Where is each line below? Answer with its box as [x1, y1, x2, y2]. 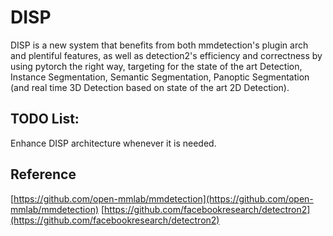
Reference [10, 166, 77, 183]
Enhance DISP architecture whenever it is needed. [10, 137, 217, 149]
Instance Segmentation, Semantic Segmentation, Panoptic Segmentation [10, 71, 310, 83]
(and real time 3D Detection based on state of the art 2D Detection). [10, 81, 290, 93]
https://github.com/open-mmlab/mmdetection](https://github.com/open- [13, 192, 314, 205]
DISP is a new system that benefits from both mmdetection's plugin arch [10, 39, 309, 51]
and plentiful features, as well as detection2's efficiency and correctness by [10, 49, 323, 61]
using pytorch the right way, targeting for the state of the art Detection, [10, 60, 303, 72]
